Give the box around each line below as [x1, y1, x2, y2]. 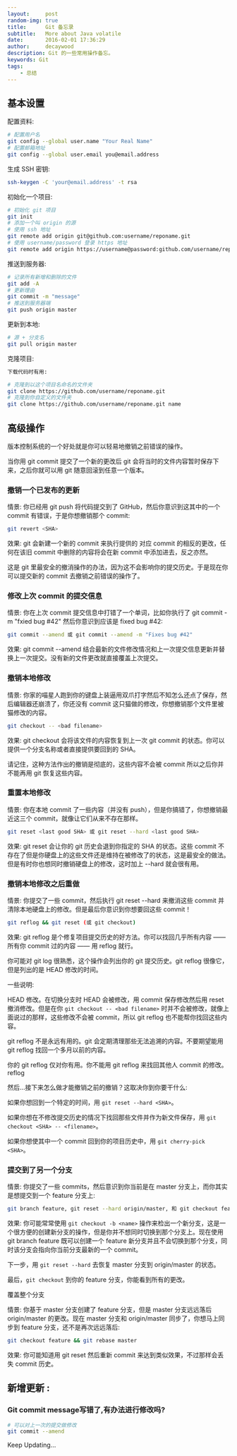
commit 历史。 [15, 1359, 58, 1368]
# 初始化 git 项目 [7, 206, 56, 214]
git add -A [7, 280, 39, 287]
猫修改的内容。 [7, 708, 51, 717]
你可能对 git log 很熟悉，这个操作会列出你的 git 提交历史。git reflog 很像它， [7, 957, 229, 965]
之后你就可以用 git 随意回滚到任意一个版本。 [19, 466, 148, 474]
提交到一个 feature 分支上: [19, 1191, 95, 1200]
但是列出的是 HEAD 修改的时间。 [7, 965, 102, 973]
